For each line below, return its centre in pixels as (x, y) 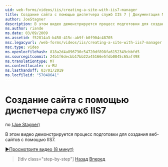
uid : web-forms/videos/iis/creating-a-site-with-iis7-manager (71, 10)
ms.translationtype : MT (30, 61)
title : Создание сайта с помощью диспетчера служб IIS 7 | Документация (82, 15)
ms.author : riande (24, 29)
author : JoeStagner (25, 19)
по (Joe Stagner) (23, 124)
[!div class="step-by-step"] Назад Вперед (61, 159)
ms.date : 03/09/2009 (27, 33)
